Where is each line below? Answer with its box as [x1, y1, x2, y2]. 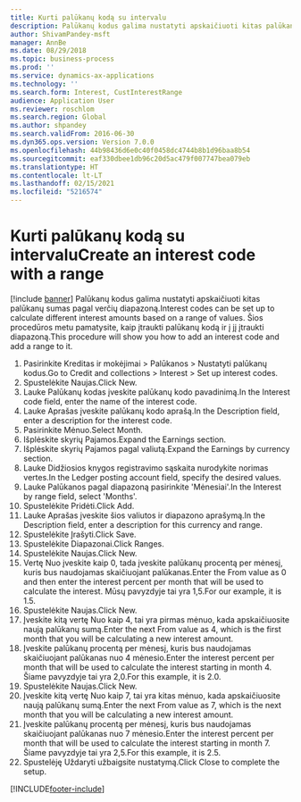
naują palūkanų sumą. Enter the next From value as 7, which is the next [22, 699, 282, 710]
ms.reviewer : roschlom [10, 104, 95, 113]
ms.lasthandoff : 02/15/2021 [10, 180, 115, 188]
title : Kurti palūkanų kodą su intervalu [10, 13, 167, 22]
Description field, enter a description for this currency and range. [22, 519, 263, 530]
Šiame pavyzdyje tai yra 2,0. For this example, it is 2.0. [22, 671, 222, 681]
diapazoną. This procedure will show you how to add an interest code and [10, 331, 280, 342]
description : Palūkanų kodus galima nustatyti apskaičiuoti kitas [10, 21, 263, 30]
